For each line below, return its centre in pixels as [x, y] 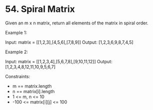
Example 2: [17, 52]
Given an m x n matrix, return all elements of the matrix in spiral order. [77, 23]
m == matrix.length [32, 86]
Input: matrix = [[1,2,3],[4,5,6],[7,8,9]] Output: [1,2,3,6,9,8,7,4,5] [69, 42]
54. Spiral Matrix [40, 9]
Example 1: [16, 32]
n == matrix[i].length [33, 91]
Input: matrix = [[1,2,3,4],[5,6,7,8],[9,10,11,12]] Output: [59, 61]
